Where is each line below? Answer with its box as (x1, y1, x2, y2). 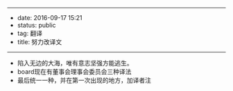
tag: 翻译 (17, 29, 43, 37)
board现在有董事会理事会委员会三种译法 (17, 68, 132, 76)
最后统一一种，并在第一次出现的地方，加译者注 (17, 77, 151, 84)
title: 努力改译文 (17, 38, 62, 45)
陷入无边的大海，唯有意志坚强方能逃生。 (17, 59, 133, 67)
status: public (17, 21, 57, 29)
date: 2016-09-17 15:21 (17, 14, 83, 21)
